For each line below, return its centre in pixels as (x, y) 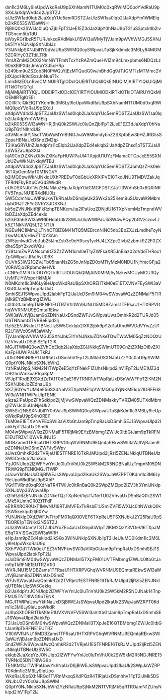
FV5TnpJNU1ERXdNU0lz (31, 193)
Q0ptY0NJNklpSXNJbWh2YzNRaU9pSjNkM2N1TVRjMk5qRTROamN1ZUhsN (83, 687)
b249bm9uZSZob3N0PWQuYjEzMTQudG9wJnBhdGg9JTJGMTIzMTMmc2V (83, 71)
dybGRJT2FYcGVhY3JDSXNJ (36, 204)
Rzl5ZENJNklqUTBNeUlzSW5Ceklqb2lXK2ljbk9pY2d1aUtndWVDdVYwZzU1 (83, 326)
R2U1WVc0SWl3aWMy (29, 331)
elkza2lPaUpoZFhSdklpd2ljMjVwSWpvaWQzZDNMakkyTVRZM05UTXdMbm (83, 400)
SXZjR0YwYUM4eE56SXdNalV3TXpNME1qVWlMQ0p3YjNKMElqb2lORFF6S (83, 389)
